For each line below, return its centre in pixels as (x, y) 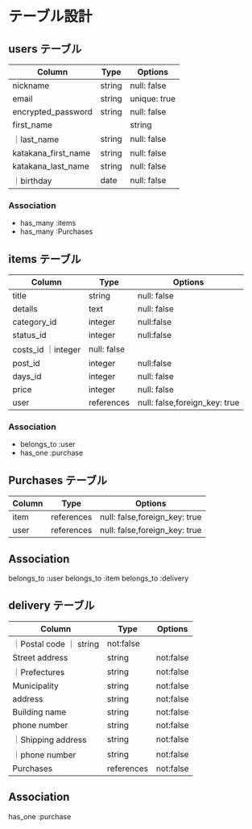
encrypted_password (52, 112)
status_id (29, 335)
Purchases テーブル (58, 480)
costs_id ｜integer (47, 350)
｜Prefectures (39, 672)
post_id (26, 364)
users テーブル (45, 49)
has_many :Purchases (56, 231)
